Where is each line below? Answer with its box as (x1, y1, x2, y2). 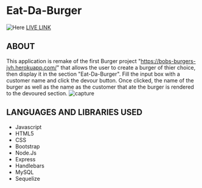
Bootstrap (15, 143, 40, 150)
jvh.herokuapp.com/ (6, 64, 57, 71)
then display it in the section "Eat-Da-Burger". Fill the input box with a (6, 70, 181, 78)
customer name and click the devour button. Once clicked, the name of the (6, 76, 194, 84)
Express (15, 155, 36, 163)
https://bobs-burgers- (141, 57, 196, 64)
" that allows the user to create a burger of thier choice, (57, 64, 196, 71)
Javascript (15, 123, 42, 130)
